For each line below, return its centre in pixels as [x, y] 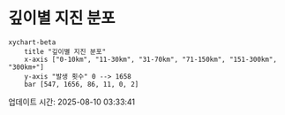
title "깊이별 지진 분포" [65, 51]
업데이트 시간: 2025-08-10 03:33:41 [72, 102]
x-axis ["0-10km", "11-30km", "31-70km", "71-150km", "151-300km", [150, 59]
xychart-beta [32, 42]
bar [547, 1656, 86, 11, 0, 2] [82, 84]
